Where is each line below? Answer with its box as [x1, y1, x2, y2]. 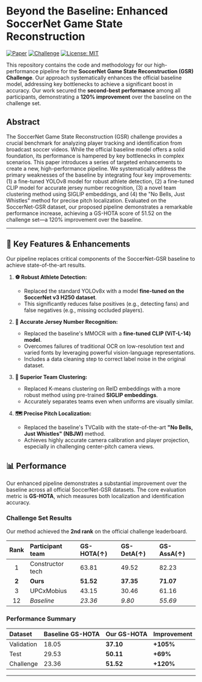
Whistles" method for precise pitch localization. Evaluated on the [6, 196, 167, 204]
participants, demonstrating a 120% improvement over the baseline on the [6, 93, 192, 100]
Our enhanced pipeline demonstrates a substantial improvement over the [6, 480, 188, 487]
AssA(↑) [159, 549, 185, 558]
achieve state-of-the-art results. [6, 261, 86, 269]
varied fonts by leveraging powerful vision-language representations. [23, 349, 195, 356]
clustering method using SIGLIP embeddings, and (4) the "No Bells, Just [6, 190, 185, 198]
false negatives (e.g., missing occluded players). [23, 306, 144, 314]
